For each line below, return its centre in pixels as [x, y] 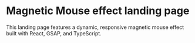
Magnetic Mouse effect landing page [98, 11]
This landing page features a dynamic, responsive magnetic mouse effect [95, 27]
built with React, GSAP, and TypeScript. [54, 33]
